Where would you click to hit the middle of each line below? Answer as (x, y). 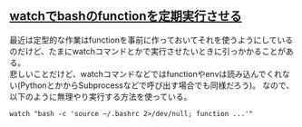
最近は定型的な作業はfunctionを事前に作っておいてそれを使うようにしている (151, 40)
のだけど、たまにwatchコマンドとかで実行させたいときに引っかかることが (147, 51)
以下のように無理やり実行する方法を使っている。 (101, 96)
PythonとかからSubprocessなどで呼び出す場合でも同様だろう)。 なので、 (157, 85)
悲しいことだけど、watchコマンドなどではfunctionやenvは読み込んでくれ (146, 73)
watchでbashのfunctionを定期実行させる (126, 16)
